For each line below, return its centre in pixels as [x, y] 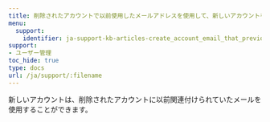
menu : [17, 23]
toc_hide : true [34, 61]
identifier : [43, 38]
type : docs [27, 68]
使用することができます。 [50, 109]
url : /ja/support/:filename [55, 75]
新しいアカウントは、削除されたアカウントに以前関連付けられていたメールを [135, 99]
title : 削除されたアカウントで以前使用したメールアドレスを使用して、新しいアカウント [135, 16]
